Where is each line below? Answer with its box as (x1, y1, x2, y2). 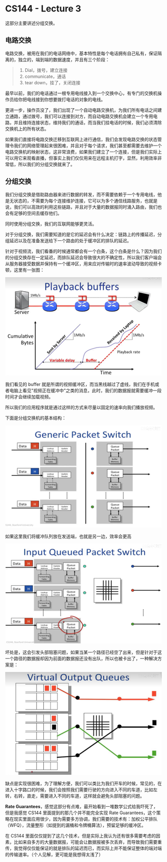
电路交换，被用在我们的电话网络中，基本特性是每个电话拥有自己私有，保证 (5, 50, 158, 56)
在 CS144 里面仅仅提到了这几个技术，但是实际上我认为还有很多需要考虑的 (5, 833, 156, 839)
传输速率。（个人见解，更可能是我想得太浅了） (9, 852, 103, 858)
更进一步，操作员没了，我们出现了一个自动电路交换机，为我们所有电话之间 (5, 107, 158, 113)
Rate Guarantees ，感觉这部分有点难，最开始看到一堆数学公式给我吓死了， (5, 804, 158, 810)
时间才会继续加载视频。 (5, 394, 53, 400)
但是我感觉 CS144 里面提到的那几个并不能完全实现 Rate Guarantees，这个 (5, 810, 157, 816)
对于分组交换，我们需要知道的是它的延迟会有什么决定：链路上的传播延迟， (5, 231, 158, 237)
